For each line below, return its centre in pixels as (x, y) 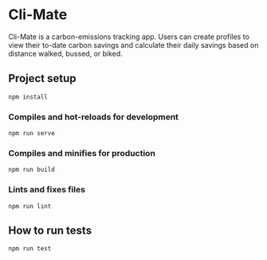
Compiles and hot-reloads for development (94, 117)
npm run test (30, 249)
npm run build (32, 170)
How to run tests (50, 231)
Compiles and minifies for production (82, 153)
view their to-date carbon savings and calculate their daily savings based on (133, 45)
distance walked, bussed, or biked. (66, 53)
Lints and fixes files (47, 190)
